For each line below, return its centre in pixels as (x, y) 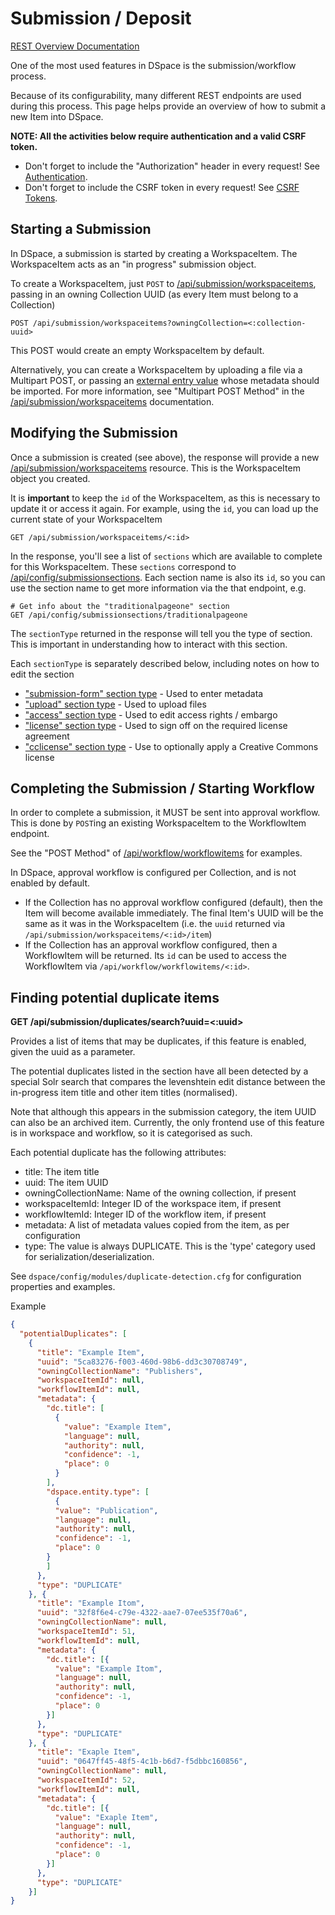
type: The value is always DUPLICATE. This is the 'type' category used (170, 1246)
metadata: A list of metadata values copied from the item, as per (157, 1225)
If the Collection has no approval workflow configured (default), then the (173, 903)
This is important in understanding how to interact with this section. (149, 644)
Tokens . (41, 198)
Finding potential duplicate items (115, 997)
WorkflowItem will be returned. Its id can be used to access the (155, 956)
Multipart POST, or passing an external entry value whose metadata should (165, 380)
